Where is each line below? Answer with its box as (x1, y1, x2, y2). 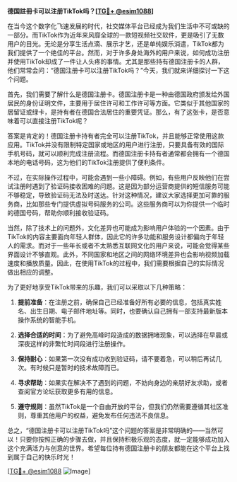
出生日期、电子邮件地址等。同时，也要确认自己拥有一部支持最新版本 (30, 307, 228, 315)
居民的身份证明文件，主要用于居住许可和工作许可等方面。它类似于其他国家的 (7, 99, 230, 107)
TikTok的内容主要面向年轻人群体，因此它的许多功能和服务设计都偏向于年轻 (7, 233, 224, 241)
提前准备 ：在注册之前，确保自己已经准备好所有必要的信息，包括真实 (17, 298, 216, 306)
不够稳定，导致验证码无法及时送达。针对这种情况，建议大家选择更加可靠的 (7, 191, 224, 199)
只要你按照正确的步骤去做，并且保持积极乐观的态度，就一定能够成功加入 (19, 435, 230, 443)
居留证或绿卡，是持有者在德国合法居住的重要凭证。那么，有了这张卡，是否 (7, 108, 224, 116)
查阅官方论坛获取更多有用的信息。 (17, 387, 117, 396)
